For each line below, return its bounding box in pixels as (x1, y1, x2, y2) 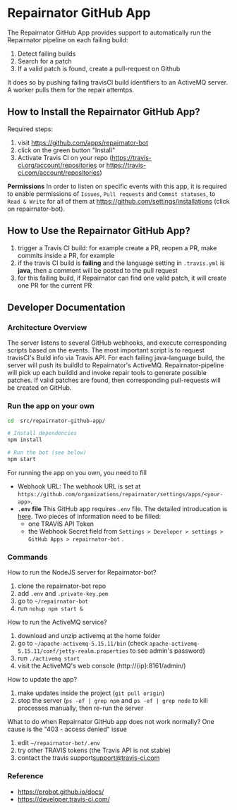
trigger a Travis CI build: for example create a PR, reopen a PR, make (17, 243, 217, 252)
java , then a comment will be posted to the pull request (17, 266, 178, 274)
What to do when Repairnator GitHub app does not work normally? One (7, 718, 214, 726)
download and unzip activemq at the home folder (17, 632, 161, 640)
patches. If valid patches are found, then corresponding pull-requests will (7, 376, 221, 385)
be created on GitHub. (7, 383, 72, 392)
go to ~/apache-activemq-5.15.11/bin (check (17, 639, 148, 648)
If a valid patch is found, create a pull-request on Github (17, 64, 181, 73)
